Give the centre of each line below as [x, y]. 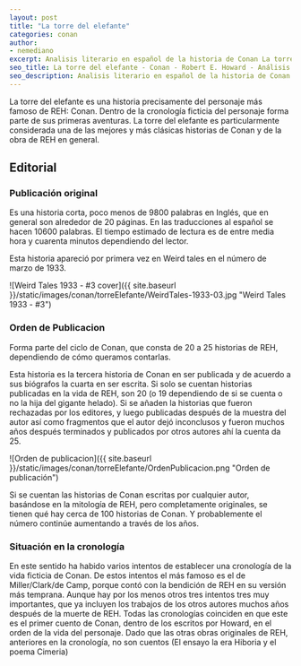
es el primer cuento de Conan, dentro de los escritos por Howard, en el [140, 623]
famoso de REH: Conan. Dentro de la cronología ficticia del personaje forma [149, 111]
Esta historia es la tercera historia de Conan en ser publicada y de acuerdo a [150, 374]
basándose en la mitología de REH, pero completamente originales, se [139, 504]
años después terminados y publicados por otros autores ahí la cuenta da [145, 431]
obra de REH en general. [55, 139]
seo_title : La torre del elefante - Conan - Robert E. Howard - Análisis [150, 68]
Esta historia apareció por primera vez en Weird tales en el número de [138, 259]
